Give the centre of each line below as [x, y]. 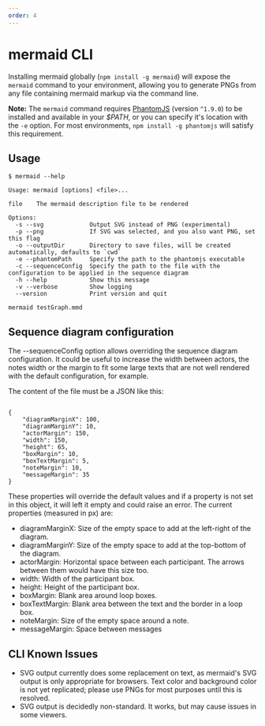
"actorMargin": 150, [56, 434]
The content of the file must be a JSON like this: [86, 391]
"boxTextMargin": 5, [56, 461]
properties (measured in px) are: [61, 513]
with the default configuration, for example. [78, 376]
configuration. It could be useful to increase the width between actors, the [129, 359]
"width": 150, [45, 440]
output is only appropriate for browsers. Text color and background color [138, 681]
